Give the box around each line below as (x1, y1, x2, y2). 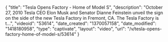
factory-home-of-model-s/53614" (5, 31, 76, 37)
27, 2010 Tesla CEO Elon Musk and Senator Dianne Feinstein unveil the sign (5, 10, 163, 16)
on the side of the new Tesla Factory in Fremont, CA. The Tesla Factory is (5, 15, 159, 21)
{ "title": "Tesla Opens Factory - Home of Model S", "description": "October (5, 5, 163, 10)
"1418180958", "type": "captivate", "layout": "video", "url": (5, 26, 126, 32)
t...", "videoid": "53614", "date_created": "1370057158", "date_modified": (5, 20, 157, 26)
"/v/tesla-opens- (127, 26, 162, 32)
